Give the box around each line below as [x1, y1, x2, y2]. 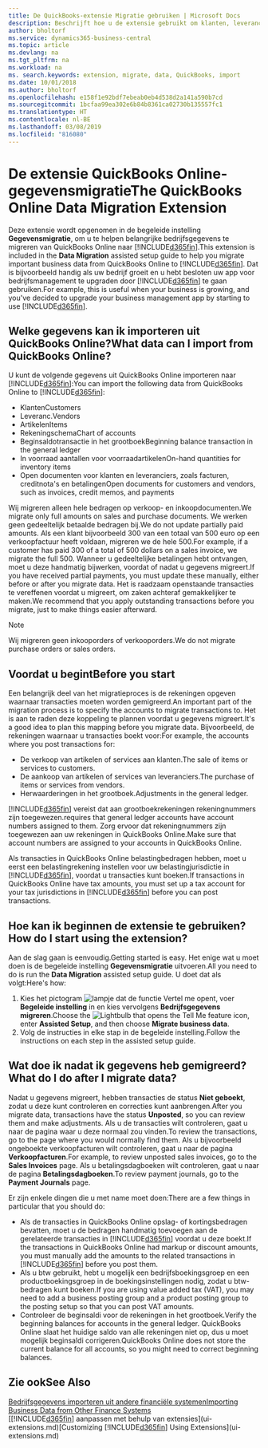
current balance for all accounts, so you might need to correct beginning [19, 1343, 259, 1353]
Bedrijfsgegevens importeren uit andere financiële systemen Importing [8, 1397, 238, 1407]
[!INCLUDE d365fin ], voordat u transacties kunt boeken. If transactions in [8, 870, 245, 880]
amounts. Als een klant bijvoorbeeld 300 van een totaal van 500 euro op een [8, 528, 260, 539]
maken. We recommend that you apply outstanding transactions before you [8, 596, 254, 606]
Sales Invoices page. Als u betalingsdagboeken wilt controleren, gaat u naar [8, 1160, 259, 1170]
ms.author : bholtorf [8, 85, 77, 94]
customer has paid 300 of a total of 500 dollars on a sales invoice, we [8, 546, 238, 555]
